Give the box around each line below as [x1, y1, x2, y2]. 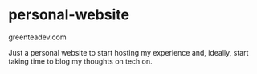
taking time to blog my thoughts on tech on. [8, 56, 153, 66]
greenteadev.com [8, 32, 67, 42]
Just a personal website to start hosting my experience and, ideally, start [8, 47, 249, 57]
